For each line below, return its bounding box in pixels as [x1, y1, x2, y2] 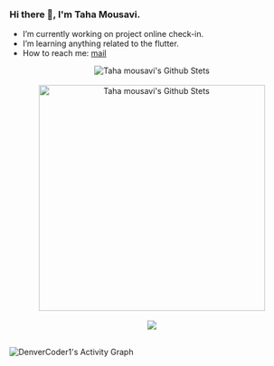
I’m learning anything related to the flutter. [22, 38, 179, 49]
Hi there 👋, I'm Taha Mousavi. [9, 8, 141, 21]
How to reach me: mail [22, 48, 107, 59]
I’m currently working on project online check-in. [22, 29, 204, 40]
